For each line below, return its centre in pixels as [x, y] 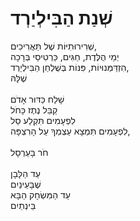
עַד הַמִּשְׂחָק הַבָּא [41, 194]
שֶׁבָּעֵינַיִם [26, 184]
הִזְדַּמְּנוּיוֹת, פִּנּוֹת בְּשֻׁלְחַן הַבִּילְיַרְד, [70, 67]
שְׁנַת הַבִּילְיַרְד [61, 18]
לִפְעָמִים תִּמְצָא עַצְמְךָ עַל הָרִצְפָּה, [70, 131]
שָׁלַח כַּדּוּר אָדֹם [37, 99]
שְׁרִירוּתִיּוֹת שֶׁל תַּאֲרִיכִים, [54, 46]
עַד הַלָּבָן [25, 173]
